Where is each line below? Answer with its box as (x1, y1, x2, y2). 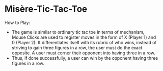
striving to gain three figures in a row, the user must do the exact (11, 45, 143, 50)
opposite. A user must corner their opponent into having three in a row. (11, 50, 156, 56)
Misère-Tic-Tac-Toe (4, 3, 87, 15)
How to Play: (4, 20, 30, 25)
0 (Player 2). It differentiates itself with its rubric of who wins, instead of (11, 39, 157, 45)
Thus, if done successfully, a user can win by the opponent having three (11, 55, 158, 61)
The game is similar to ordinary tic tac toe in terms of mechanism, (11, 29, 145, 35)
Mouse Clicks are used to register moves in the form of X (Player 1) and (11, 34, 156, 40)
